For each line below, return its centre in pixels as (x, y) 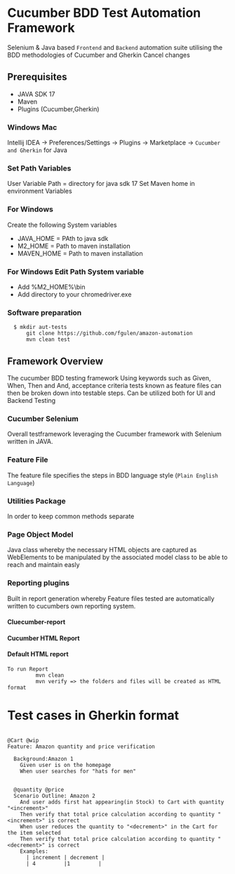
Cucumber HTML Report (43, 638)
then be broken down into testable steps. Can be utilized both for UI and (112, 393)
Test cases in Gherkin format (93, 716)
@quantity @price (39, 789)
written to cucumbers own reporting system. (72, 606)
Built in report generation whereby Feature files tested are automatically (111, 598)
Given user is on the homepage (66, 765)
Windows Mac (32, 127)
